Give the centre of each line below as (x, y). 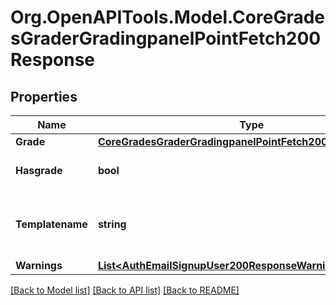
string (112, 224)
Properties (44, 96)
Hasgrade (39, 170)
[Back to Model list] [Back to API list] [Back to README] (125, 290)
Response (53, 60)
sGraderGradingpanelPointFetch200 (166, 38)
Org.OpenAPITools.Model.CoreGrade (168, 17)
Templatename (51, 224)
